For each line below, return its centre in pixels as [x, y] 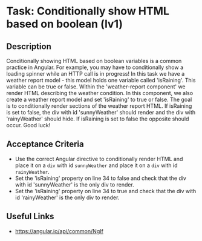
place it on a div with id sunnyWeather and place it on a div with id [96, 165]
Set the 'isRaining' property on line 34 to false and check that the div [100, 178]
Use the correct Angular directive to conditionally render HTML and [99, 159]
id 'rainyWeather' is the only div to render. [67, 197]
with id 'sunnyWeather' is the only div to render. [74, 184]
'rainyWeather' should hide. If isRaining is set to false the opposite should [98, 119]
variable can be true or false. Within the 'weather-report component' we [96, 87]
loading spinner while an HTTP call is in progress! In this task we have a [96, 74]
